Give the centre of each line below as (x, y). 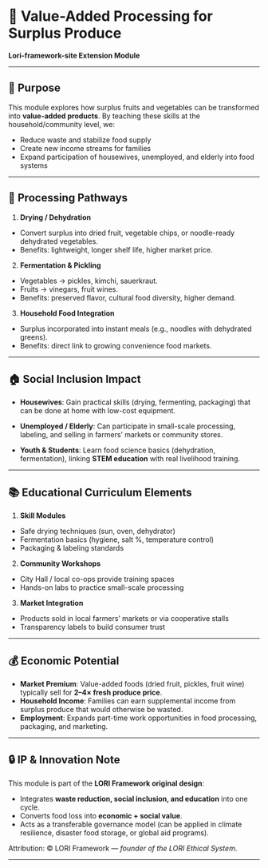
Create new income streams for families (85, 148)
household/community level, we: (62, 124)
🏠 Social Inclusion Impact (75, 379)
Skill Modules (43, 516)
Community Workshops (60, 563)
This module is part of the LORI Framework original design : (106, 783)
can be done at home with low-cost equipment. (98, 411)
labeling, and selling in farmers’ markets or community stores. (121, 435)
